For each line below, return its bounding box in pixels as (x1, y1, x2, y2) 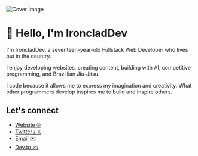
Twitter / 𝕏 (14, 128, 42, 135)
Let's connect (6, 105, 59, 116)
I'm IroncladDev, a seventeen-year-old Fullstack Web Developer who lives (6, 46, 188, 53)
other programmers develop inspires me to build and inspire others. (6, 88, 172, 95)
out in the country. (6, 52, 52, 60)
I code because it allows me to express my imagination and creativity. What (6, 82, 192, 89)
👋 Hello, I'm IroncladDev (6, 27, 127, 40)
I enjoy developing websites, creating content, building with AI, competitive (6, 64, 191, 71)
